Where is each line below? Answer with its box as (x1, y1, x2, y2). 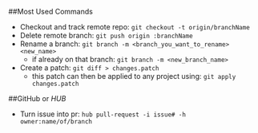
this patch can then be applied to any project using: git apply (31, 72, 236, 80)
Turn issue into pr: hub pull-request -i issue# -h (19, 109, 187, 119)
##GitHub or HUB (8, 94, 67, 103)
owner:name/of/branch (19, 118, 92, 126)
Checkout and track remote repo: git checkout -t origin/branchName (19, 22, 250, 31)
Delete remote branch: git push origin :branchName (19, 31, 194, 40)
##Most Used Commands (8, 7, 94, 16)
